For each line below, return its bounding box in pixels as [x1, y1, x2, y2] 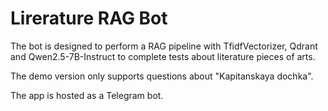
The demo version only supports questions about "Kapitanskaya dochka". [10, 70, 314, 82]
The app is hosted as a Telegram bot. [10, 89, 164, 101]
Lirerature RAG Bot [10, 7, 168, 30]
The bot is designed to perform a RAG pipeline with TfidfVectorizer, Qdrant [10, 40, 318, 52]
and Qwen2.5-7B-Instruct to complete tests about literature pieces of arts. [10, 50, 316, 62]
